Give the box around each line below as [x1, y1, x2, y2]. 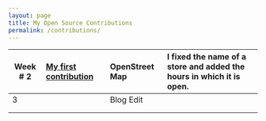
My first [45, 61, 77, 72]
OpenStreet [109, 61, 154, 72]
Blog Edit [109, 94, 143, 105]
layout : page [8, 11, 51, 20]
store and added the [167, 61, 245, 72]
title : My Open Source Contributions [8, 19, 133, 27]
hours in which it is [167, 71, 241, 82]
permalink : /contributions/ [8, 26, 101, 34]
